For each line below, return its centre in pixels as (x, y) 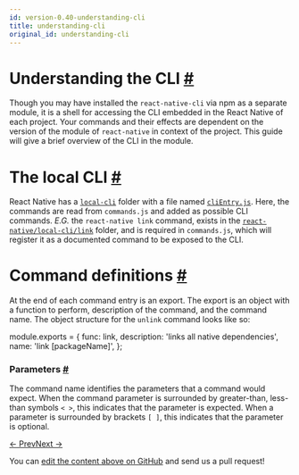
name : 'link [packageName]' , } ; (66, 346)
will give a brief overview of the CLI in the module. (101, 141)
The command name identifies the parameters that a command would (137, 388)
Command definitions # (98, 275)
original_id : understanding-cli (69, 34)
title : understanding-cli (57, 26)
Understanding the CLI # (102, 78)
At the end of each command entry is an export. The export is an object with (149, 301)
